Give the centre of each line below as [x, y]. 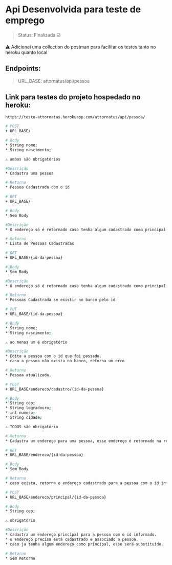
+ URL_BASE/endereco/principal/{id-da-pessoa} [56, 497]
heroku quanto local [26, 52]
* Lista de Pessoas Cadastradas [40, 244]
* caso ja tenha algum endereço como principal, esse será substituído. [84, 544]
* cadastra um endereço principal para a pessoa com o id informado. [81, 535]
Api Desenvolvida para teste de [73, 10]
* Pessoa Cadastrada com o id [38, 187]
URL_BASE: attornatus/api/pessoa [54, 81]
